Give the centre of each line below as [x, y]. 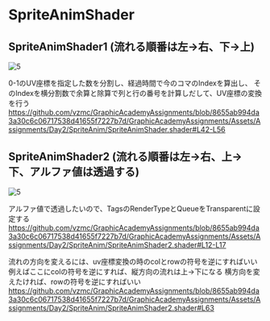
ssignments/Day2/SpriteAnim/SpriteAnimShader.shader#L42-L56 [117, 129]
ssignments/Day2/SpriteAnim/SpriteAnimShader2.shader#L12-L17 [117, 244]
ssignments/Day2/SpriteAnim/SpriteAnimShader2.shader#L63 [112, 307]
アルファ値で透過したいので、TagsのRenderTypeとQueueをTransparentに [131, 208]
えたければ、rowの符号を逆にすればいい [75, 281]
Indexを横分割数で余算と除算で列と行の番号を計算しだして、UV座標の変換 [139, 93]
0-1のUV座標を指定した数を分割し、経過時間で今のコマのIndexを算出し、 [130, 83]
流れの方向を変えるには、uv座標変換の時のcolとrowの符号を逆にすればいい [133, 261]
